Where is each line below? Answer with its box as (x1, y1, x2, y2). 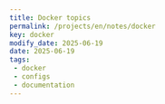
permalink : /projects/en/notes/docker (9, 22, 156, 31)
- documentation (13, 80, 75, 90)
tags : (9, 55, 30, 64)
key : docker (9, 30, 54, 39)
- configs (13, 72, 51, 81)
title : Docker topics (9, 13, 92, 23)
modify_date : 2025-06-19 (9, 38, 103, 48)
